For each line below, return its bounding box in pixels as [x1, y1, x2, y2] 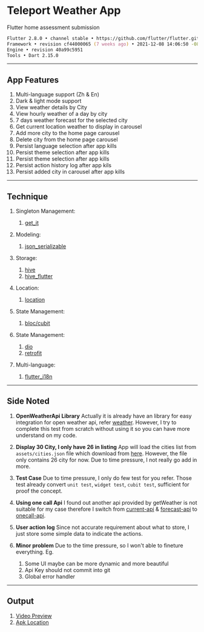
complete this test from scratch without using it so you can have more [15, 425, 190, 432]
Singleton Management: [15, 207, 76, 215]
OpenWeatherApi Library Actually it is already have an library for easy [15, 412, 192, 419]
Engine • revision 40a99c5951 [7, 47, 84, 53]
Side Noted [7, 396, 50, 407]
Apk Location [15, 619, 49, 626]
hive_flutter [24, 273, 53, 280]
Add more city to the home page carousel [15, 130, 120, 137]
